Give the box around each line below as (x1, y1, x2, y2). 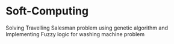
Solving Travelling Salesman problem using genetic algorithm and (5, 24, 168, 31)
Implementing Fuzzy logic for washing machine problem (5, 30, 145, 37)
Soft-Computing (5, 4, 89, 18)
